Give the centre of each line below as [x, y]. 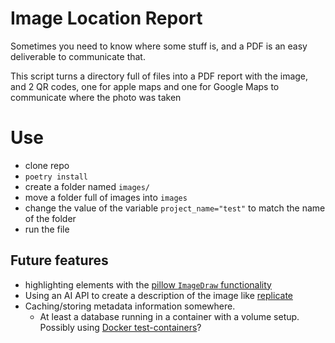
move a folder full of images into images [106, 197]
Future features [59, 260]
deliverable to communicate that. [78, 56]
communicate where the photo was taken [96, 97]
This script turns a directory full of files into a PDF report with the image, [159, 76]
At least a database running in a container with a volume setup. [169, 316]
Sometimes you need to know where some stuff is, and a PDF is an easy [159, 46]
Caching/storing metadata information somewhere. [130, 306]
